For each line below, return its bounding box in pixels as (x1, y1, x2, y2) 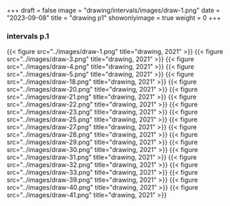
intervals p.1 (6, 31, 50, 41)
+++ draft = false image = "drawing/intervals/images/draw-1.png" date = (6, 6, 221, 14)
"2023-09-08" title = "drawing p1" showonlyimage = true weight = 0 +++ (6, 13, 221, 22)
